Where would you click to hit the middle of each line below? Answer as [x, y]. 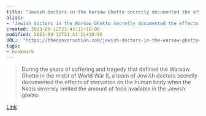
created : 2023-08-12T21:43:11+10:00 [53, 29]
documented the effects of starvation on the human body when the [106, 82]
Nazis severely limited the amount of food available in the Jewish [103, 89]
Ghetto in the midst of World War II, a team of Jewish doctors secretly [109, 75]
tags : [13, 46]
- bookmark [20, 52]
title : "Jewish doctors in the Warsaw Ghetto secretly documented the [98, 12]
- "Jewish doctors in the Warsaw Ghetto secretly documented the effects [103, 23]
